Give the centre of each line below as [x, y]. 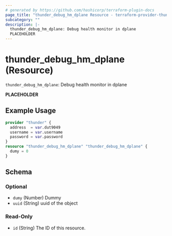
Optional [16, 187]
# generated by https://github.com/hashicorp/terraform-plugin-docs [80, 10]
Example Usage [31, 111]
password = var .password [36, 137]
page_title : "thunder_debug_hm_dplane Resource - [59, 15]
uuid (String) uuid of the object [45, 203]
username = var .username [36, 132]
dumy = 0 [19, 151]
